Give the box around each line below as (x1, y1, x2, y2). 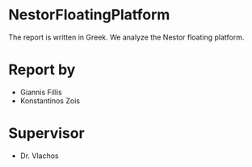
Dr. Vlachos (19, 151, 59, 161)
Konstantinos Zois (19, 95, 81, 106)
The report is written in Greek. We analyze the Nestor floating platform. (8, 32, 245, 42)
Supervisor (8, 124, 85, 143)
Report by (8, 61, 76, 79)
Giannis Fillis (19, 87, 62, 97)
